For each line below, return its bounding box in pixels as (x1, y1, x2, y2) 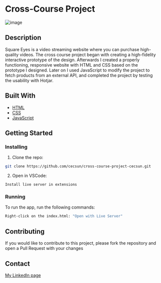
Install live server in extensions (5, 182, 77, 187)
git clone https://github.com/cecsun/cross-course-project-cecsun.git (5, 164, 151, 169)
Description (5, 34, 41, 42)
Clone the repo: (12, 155, 44, 160)
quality (5, 52, 19, 57)
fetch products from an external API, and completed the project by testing (5, 72, 153, 78)
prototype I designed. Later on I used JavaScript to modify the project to (5, 67, 150, 73)
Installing (5, 143, 28, 150)
